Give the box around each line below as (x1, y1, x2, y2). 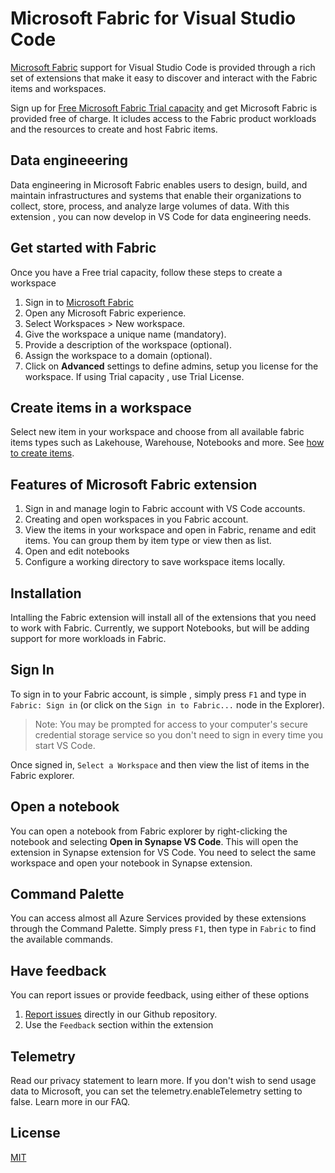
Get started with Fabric (10, 240, 157, 257)
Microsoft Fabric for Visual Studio (10, 7, 297, 30)
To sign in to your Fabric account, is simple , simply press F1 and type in (10, 688, 307, 700)
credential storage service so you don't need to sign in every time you (34, 728, 324, 741)
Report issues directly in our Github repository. (24, 1008, 218, 1021)
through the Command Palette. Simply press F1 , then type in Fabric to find (10, 923, 317, 935)
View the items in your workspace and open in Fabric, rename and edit (24, 524, 317, 536)
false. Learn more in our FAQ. (10, 1096, 131, 1108)
